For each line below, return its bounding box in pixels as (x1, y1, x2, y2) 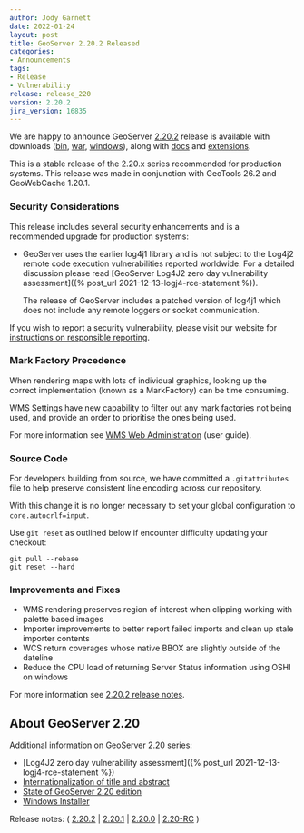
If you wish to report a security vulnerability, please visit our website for (9, 322, 278, 332)
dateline (22, 652, 54, 663)
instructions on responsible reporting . (9, 332, 150, 342)
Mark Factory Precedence (9, 354, 127, 367)
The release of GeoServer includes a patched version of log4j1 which (22, 294, 281, 305)
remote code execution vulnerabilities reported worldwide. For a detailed (22, 258, 295, 269)
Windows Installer (22, 796, 90, 807)
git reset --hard (9, 562, 75, 572)
